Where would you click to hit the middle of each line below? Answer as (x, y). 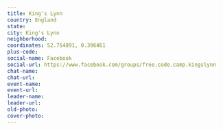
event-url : (23, 90)
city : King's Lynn (33, 33)
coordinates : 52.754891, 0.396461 (57, 45)
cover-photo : (26, 116)
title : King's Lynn (35, 13)
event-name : (24, 84)
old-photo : (23, 109)
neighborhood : (27, 39)
